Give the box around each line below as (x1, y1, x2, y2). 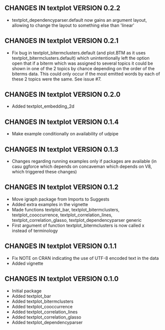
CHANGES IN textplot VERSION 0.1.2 (4, 183, 119, 192)
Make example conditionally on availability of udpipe (11, 131, 119, 137)
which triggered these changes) (11, 169, 77, 175)
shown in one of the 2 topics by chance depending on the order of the (11, 65, 155, 71)
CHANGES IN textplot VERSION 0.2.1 (4, 37, 119, 45)
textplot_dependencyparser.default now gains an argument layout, (11, 17, 147, 23)
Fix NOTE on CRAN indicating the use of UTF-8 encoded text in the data (11, 255, 159, 261)
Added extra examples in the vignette (11, 201, 88, 207)
